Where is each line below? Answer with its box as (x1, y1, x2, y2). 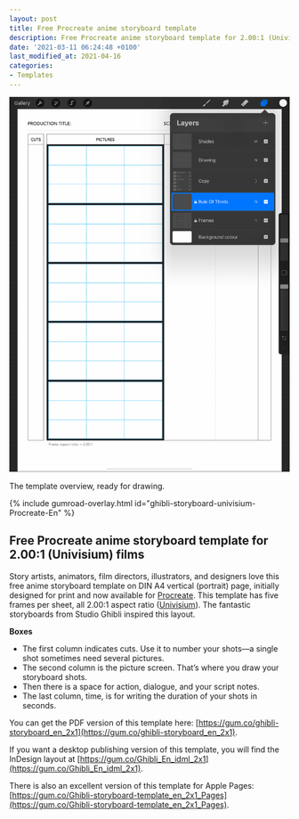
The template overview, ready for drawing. (9, 480, 166, 491)
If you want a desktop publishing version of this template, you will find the (9, 744, 280, 755)
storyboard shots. (21, 671, 87, 682)
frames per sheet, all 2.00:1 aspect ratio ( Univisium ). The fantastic (9, 599, 251, 610)
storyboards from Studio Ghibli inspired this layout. (9, 609, 196, 619)
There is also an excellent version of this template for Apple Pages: (9, 780, 255, 790)
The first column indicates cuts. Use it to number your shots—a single (21, 643, 279, 654)
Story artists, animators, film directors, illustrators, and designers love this (9, 570, 280, 581)
